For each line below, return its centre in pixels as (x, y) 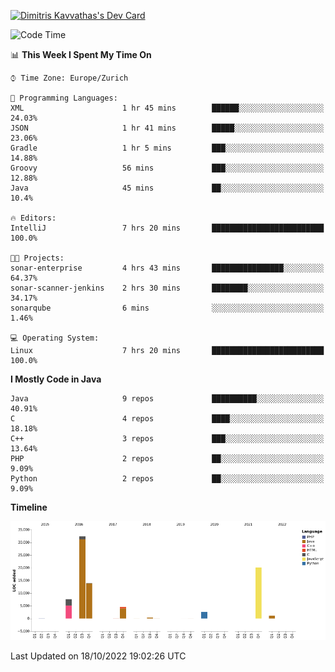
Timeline (29, 507)
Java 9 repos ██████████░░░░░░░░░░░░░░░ (167, 399)
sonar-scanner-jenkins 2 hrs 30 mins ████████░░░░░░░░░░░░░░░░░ (167, 288)
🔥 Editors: (33, 218)
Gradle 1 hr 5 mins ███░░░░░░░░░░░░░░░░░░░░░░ (167, 148)
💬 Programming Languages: (64, 98)
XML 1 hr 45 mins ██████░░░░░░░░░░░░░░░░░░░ (167, 108)
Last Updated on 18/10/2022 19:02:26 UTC (98, 656)
